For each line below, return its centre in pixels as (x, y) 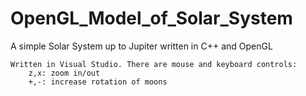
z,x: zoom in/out (64, 73)
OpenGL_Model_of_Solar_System (151, 18)
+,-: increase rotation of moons (98, 82)
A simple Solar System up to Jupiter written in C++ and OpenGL (141, 46)
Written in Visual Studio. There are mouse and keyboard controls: (154, 64)
